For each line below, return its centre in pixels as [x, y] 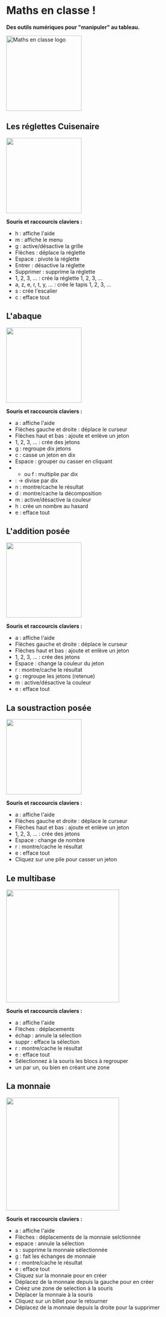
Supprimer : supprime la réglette [55, 271]
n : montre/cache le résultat [49, 487]
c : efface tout [32, 297]
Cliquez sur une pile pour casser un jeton [66, 860]
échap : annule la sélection [48, 1035]
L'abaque [24, 316]
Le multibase [31, 879]
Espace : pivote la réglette [47, 259]
